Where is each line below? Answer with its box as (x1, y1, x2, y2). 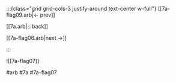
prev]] (40, 11, 55, 18)
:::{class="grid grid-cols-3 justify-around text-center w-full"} (6, 5, 157, 12)
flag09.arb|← (6, 11, 39, 18)
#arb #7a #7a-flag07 (6, 69, 57, 76)
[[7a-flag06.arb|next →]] (6, 34, 67, 41)
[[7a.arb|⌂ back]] (6, 23, 48, 30)
